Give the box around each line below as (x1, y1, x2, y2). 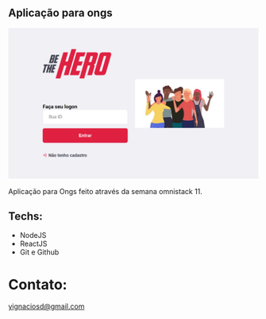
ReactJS (19, 239, 48, 249)
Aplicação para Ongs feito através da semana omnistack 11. (8, 186, 202, 196)
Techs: (8, 209, 44, 223)
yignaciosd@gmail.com (8, 301, 85, 311)
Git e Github (19, 247, 60, 257)
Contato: (8, 275, 67, 294)
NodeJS (19, 231, 47, 240)
